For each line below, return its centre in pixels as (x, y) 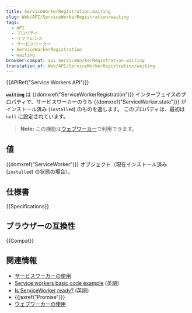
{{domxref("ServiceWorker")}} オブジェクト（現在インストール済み (87, 164)
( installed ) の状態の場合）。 (40, 172)
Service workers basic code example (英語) (67, 283)
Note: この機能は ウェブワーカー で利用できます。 (78, 129)
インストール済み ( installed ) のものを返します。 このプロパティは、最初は (95, 109)
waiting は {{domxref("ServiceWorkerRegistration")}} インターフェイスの (94, 95)
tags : (13, 22)
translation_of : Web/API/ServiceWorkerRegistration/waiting (81, 66)
